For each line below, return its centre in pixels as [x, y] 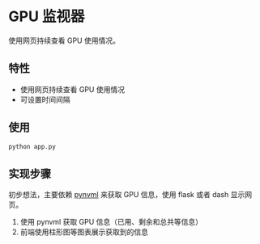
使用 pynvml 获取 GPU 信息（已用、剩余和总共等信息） [111, 222]
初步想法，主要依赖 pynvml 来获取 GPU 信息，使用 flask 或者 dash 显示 [127, 195]
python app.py [32, 146]
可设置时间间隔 [45, 99]
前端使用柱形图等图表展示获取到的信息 [84, 232]
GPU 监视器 [47, 17]
